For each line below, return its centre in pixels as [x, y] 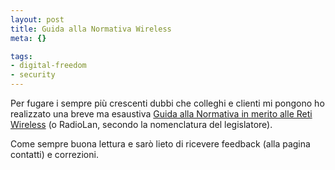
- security [33, 75]
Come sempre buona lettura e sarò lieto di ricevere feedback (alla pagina [160, 144]
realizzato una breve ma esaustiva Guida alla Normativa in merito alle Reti [161, 114]
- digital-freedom [48, 66]
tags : [21, 56]
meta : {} [28, 38]
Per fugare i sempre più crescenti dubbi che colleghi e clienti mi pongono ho [167, 103]
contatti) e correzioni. [54, 154]
